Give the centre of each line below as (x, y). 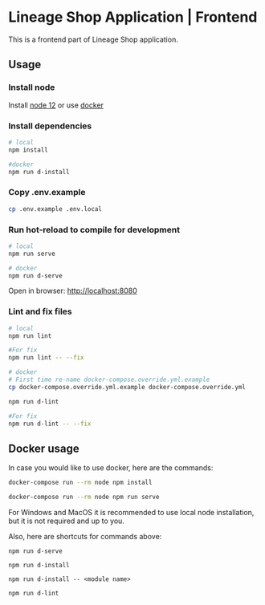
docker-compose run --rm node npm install (80, 483)
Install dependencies (50, 126)
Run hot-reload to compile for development (94, 229)
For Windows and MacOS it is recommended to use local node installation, (131, 512)
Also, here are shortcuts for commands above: (85, 536)
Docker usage (44, 448)
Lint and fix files (40, 311)
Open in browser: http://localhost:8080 (73, 291)
